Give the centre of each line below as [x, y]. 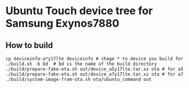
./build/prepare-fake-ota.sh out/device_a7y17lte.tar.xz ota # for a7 [94, 74]
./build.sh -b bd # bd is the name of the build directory [81, 64]
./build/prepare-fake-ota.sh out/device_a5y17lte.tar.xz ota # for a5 [94, 69]
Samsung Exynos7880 [63, 23]
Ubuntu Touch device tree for [79, 11]
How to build [29, 45]
